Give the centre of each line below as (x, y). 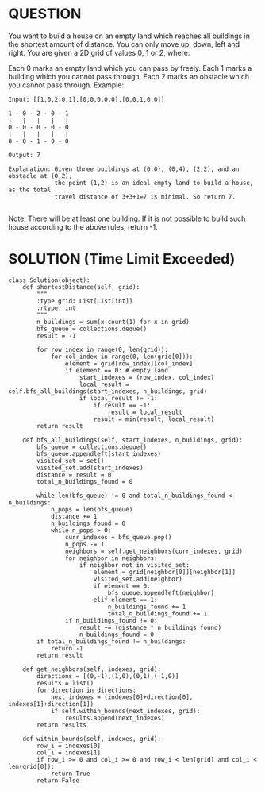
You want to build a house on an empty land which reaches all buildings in (129, 36)
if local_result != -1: (118, 398)
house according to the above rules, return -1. (83, 226)
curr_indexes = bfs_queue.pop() (118, 537)
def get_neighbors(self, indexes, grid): (92, 669)
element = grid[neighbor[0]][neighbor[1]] (165, 572)
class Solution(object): (49, 280)
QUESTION (45, 14)
